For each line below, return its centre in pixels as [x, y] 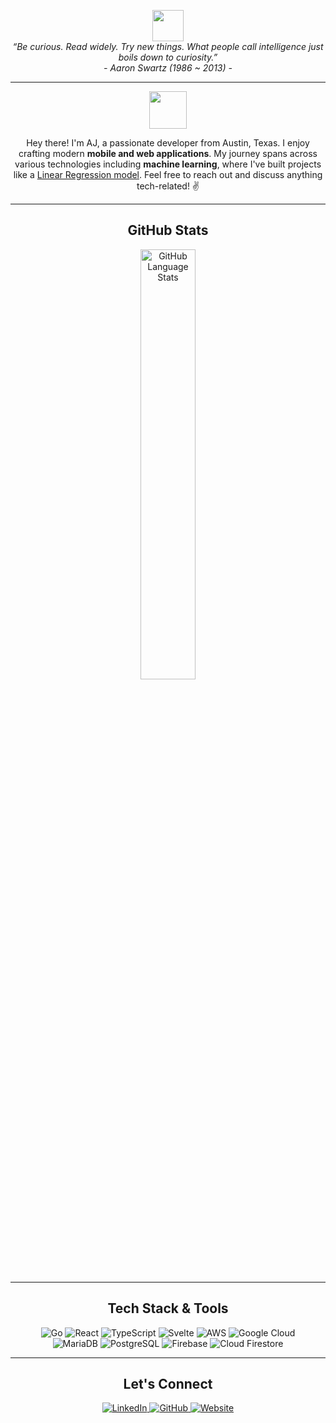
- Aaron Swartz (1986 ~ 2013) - [168, 68]
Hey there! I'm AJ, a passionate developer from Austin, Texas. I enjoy [168, 143]
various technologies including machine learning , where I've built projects [168, 164]
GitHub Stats [168, 230]
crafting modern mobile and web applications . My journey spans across [168, 153]
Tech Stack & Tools [168, 1308]
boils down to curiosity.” [168, 57]
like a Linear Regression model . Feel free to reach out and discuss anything [168, 174]
